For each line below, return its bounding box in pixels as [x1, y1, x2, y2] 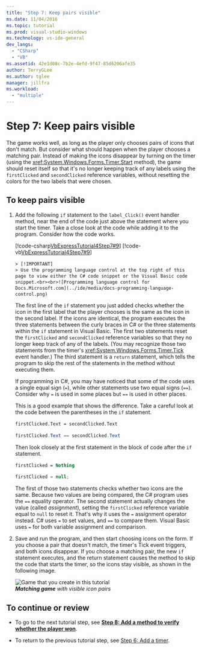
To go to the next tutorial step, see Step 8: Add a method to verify [14, 619, 180, 626]
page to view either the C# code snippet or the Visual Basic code [14, 273, 188, 279]
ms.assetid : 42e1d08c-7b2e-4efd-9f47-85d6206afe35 [6, 60, 136, 66]
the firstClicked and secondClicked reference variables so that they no [14, 334, 192, 341]
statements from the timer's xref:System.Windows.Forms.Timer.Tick [14, 346, 184, 354]
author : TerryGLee [6, 67, 52, 73]
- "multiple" [11, 92, 44, 99]
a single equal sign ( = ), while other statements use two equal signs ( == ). [14, 384, 192, 391]
